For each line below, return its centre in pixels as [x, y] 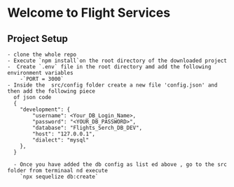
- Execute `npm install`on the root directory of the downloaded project [117, 61]
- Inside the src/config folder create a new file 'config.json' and [112, 85]
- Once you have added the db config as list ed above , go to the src [121, 165]
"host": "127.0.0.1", [64, 134]
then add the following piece [51, 91]
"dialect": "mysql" [61, 140]
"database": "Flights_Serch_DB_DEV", [87, 128]
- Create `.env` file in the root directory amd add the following [109, 67]
